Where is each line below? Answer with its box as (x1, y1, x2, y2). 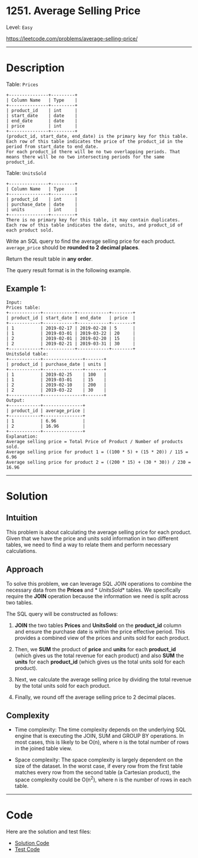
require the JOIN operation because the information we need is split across (6, 592, 189, 599)
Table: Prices (6, 81, 38, 88)
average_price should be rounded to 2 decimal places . (6, 243, 140, 251)
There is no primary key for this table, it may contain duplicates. (6, 217, 181, 223)
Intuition (6, 513, 38, 523)
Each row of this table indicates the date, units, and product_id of (6, 222, 183, 228)
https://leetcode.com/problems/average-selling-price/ (6, 35, 138, 42)
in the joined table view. (14, 745, 72, 752)
